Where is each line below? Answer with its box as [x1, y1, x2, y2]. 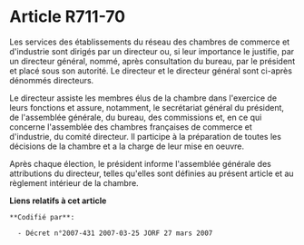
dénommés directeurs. [9, 74, 94, 85]
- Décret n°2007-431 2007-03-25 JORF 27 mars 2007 [17, 229, 213, 238]
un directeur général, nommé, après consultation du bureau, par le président [9, 55, 296, 66]
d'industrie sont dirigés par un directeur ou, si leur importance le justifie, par [9, 45, 295, 56]
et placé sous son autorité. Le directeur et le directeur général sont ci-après [9, 65, 293, 76]
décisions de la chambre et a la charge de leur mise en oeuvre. [9, 141, 245, 152]
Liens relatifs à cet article [9, 195, 107, 206]
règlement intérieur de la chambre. [9, 177, 139, 188]
